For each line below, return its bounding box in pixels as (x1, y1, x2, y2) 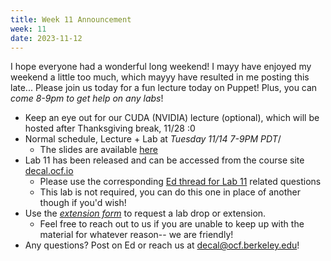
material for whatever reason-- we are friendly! (39, 229, 234, 241)
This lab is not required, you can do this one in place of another (39, 186, 301, 198)
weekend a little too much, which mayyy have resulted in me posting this (10, 71, 310, 83)
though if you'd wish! (39, 197, 127, 209)
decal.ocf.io (24, 165, 74, 177)
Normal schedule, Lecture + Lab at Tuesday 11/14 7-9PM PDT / (24, 133, 282, 145)
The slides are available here (39, 144, 158, 156)
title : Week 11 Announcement (10, 14, 132, 25)
